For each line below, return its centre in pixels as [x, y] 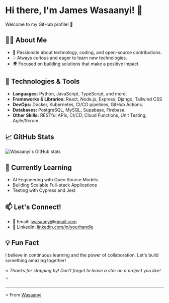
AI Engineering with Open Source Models [55, 180]
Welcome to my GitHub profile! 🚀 [39, 24]
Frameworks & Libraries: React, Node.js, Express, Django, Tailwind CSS [87, 99]
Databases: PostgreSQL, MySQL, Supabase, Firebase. [69, 110]
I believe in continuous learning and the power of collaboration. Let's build [82, 255]
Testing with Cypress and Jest [44, 190]
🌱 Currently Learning [38, 167]
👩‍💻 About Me [26, 40]
